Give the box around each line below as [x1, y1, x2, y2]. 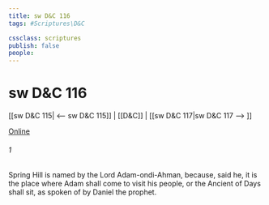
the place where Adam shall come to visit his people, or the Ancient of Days [8, 179, 262, 189]
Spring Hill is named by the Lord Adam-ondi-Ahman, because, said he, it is [8, 170, 258, 180]
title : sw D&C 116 [8, 11, 70, 20]
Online [8, 126, 31, 136]
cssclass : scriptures [8, 34, 82, 42]
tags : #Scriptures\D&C [8, 19, 85, 28]
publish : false [8, 41, 60, 49]
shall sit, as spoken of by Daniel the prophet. [8, 187, 157, 197]
